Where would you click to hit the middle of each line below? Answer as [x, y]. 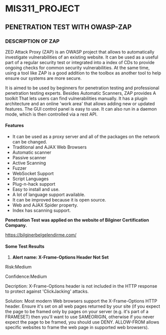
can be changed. [30, 142]
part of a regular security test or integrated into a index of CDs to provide [80, 62]
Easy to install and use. [36, 190]
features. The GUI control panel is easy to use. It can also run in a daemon [81, 109]
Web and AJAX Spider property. [45, 205]
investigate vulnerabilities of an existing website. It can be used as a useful [82, 57]
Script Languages [30, 179]
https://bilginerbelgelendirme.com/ [41, 235]
